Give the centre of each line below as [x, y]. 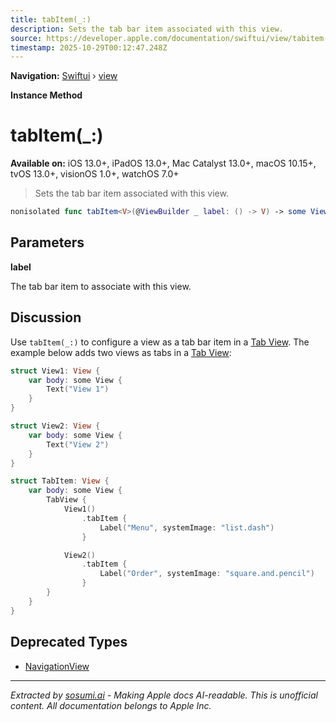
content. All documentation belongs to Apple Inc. [111, 705]
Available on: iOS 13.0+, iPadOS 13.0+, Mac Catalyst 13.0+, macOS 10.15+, [163, 163]
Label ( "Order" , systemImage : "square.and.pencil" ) [207, 574]
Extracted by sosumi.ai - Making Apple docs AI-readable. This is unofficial [164, 695]
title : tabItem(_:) [51, 19]
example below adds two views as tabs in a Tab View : [121, 352]
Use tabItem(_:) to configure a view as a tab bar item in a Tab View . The [160, 342]
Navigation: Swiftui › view [64, 76]
